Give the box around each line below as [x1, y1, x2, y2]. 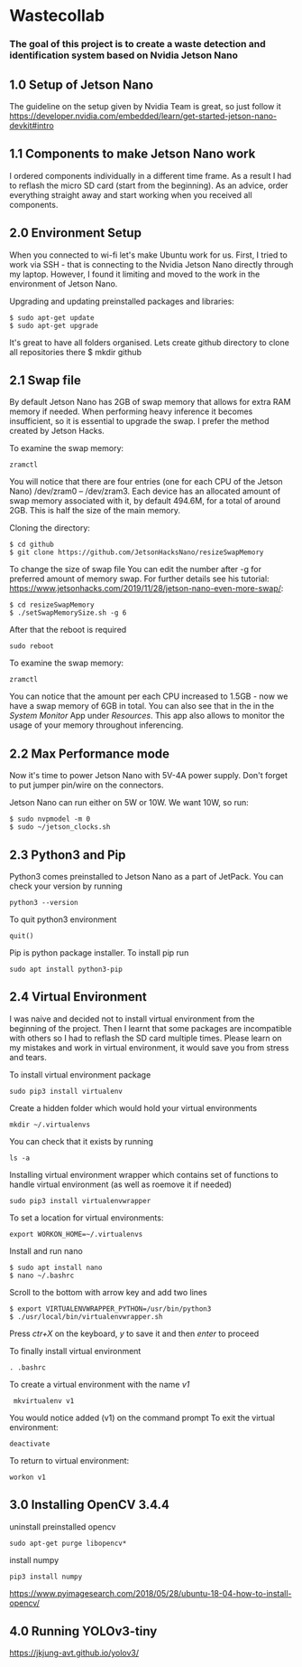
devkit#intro [9, 119, 54, 131]
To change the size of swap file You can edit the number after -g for [9, 564, 261, 575]
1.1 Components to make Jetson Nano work [9, 146, 256, 162]
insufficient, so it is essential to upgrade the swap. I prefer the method [9, 416, 270, 427]
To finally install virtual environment [9, 1345, 142, 1356]
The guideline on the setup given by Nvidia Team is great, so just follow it [9, 100, 281, 111]
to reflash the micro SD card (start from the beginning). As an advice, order [9, 180, 288, 191]
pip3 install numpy [9, 1572, 83, 1581]
